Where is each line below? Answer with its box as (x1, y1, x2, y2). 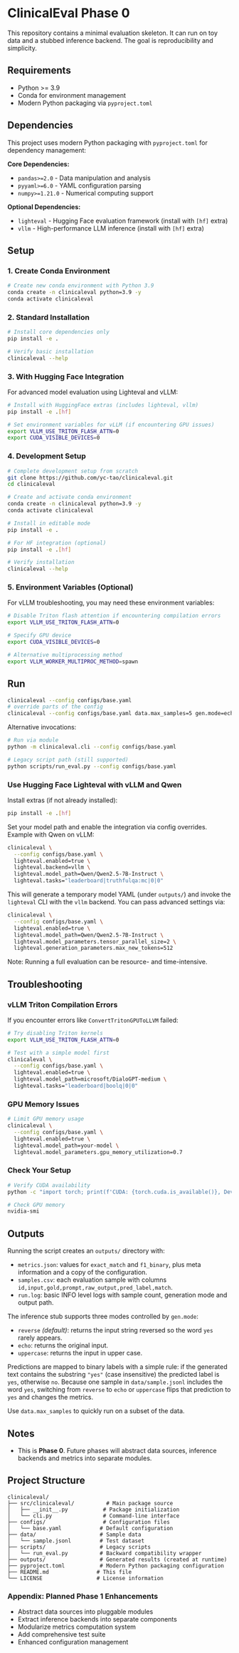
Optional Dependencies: (7, 202, 81, 211)
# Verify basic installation (7, 348, 94, 355)
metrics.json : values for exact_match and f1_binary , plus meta (17, 1260, 201, 1269)
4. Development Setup (7, 451, 87, 461)
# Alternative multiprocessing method (7, 651, 122, 658)
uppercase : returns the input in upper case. (17, 1349, 143, 1358)
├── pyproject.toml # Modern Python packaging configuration (7, 1562, 224, 1569)
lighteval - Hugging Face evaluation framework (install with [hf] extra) (17, 216, 228, 225)
